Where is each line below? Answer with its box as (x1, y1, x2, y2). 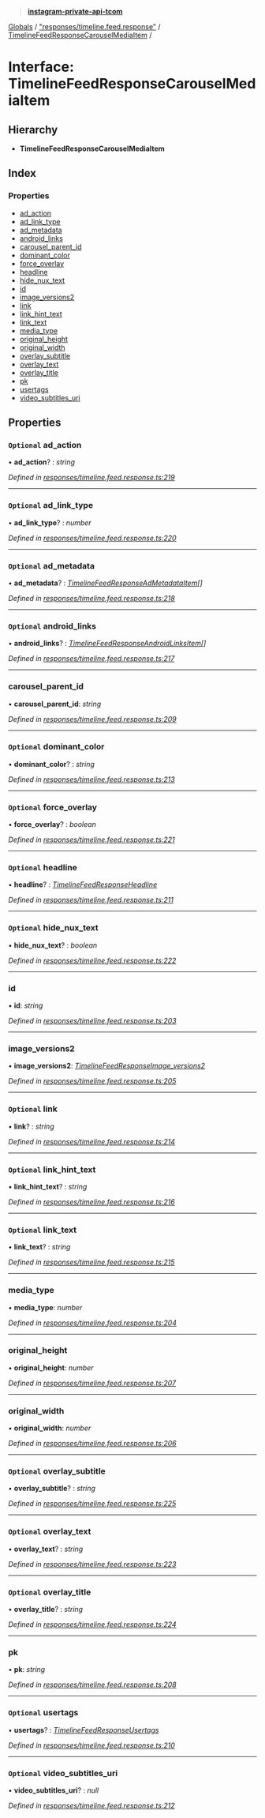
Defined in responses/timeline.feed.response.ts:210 (8, 1741, 176, 1750)
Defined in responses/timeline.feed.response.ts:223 (8, 1559, 177, 1568)
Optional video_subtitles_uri (8, 1767, 118, 1779)
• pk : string (8, 1665, 46, 1674)
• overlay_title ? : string (8, 1605, 84, 1614)
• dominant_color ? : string (8, 759, 95, 768)
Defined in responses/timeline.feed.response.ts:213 (8, 774, 175, 784)
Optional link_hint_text (8, 1164, 96, 1175)
